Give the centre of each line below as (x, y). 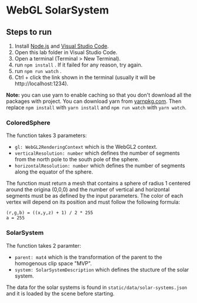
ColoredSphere (28, 122)
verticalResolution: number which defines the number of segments (97, 153)
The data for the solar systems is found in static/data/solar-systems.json (97, 287)
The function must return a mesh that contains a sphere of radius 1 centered (98, 184)
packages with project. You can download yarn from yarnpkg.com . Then (94, 101)
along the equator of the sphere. (54, 172)
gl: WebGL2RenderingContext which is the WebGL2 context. (86, 147)
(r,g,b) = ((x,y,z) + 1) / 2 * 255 (50, 213)
